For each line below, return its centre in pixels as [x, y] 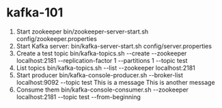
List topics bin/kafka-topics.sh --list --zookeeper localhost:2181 [106, 68]
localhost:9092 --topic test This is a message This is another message [116, 82]
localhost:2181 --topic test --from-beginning [78, 96]
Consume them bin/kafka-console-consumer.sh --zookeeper [102, 90]
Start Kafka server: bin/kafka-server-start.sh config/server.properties [114, 46]
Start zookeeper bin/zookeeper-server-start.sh [82, 31]
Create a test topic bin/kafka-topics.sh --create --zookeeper [101, 53]
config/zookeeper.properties [56, 38]
